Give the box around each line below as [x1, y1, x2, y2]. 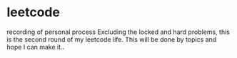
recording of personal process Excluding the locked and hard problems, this [6, 28, 230, 36]
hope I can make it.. [6, 42, 65, 51]
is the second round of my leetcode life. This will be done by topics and [6, 35, 217, 43]
